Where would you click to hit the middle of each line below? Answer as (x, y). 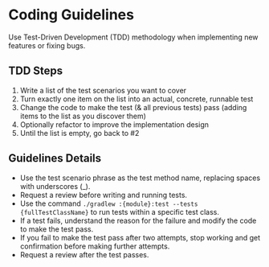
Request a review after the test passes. (84, 254)
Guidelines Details (55, 158)
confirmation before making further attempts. (95, 246)
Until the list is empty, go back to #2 (79, 133)
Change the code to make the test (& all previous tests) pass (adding (133, 107)
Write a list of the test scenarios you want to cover (103, 90)
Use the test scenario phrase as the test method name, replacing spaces (140, 178)
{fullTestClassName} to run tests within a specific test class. (119, 212)
